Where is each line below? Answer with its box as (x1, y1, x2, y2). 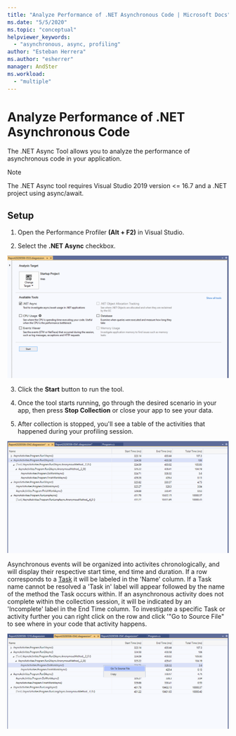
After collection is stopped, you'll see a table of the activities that (17, 420, 206, 428)
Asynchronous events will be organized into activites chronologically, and (7, 560, 220, 568)
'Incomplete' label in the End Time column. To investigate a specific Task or (7, 605, 226, 613)
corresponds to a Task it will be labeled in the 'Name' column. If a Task (7, 575, 212, 584)
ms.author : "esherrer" (7, 56, 74, 63)
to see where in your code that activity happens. (7, 620, 147, 628)
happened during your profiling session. (17, 427, 133, 435)
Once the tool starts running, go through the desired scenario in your (17, 399, 217, 407)
